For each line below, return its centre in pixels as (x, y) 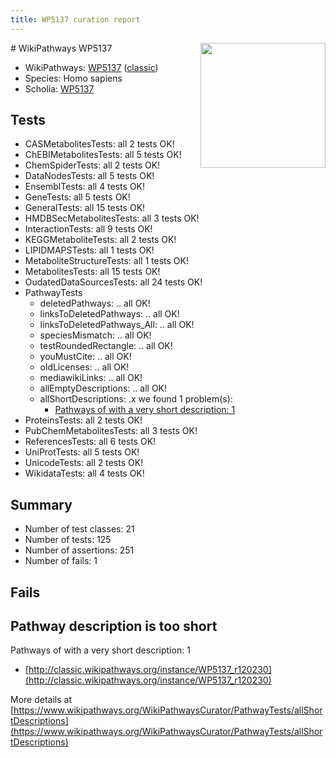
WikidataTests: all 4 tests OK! (84, 473)
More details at (41, 700)
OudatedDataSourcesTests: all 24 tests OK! (113, 282)
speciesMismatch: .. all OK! (95, 335)
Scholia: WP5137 (59, 88)
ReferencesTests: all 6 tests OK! (90, 442)
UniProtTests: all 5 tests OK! (82, 452)
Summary (41, 504)
